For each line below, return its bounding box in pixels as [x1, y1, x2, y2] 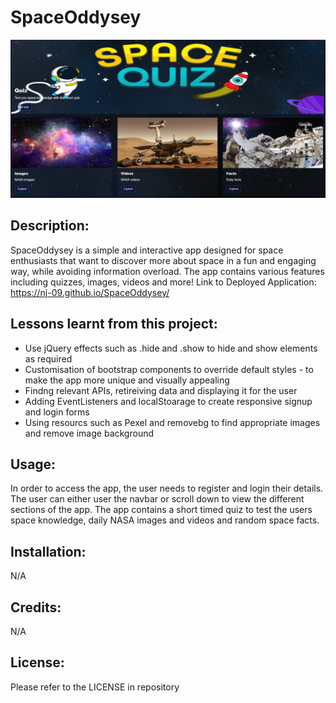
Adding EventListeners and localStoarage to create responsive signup [24, 395, 313, 407]
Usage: [10, 456, 57, 473]
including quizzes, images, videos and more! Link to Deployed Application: [10, 276, 317, 288]
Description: [10, 217, 90, 235]
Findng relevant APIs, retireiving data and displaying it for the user [24, 384, 298, 396]
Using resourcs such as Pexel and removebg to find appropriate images [24, 416, 321, 428]
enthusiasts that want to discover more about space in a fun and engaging [10, 254, 317, 266]
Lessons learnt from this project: [10, 316, 218, 333]
